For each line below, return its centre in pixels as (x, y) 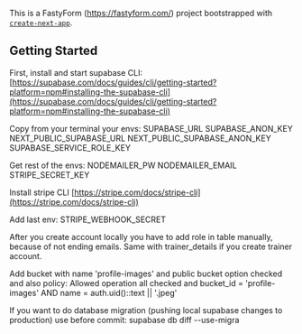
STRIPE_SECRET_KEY (50, 174)
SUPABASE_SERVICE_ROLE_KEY (70, 147)
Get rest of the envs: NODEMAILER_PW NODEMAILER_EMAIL (123, 165)
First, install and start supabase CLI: (76, 72)
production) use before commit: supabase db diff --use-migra (124, 320)
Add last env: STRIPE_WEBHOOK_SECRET (88, 219)
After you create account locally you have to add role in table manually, (141, 237)
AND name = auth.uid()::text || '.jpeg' (109, 292)
